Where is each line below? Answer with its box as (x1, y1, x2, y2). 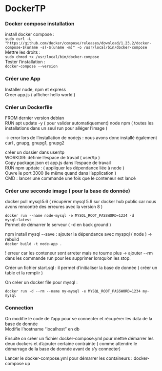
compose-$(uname (5, 45, 38, 50)
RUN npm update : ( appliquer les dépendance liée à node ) (5, 165, 124, 171)
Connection (5, 305, 34, 311)
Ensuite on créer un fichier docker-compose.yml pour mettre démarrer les (5, 335, 154, 341)
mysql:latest (5, 218, 32, 223)
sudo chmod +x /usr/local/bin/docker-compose (5, 55, 99, 60)
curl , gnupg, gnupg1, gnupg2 (5, 140, 65, 146)
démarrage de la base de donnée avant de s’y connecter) (5, 346, 121, 351)
